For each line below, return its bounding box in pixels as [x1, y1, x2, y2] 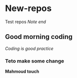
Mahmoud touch [5, 68, 39, 75]
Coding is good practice [5, 45, 54, 51]
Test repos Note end [5, 19, 46, 25]
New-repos [5, 3, 52, 14]
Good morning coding [5, 33, 73, 41]
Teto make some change [5, 57, 64, 64]
